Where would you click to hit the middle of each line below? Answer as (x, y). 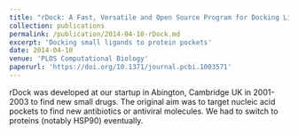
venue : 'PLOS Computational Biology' (79, 59)
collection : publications (57, 26)
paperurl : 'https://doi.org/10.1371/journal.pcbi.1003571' (121, 67)
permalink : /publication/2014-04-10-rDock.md (94, 34)
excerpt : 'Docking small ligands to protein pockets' (111, 42)
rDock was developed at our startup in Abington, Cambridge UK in (130, 92)
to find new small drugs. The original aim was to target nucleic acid (153, 101)
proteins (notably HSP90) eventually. (76, 120)
